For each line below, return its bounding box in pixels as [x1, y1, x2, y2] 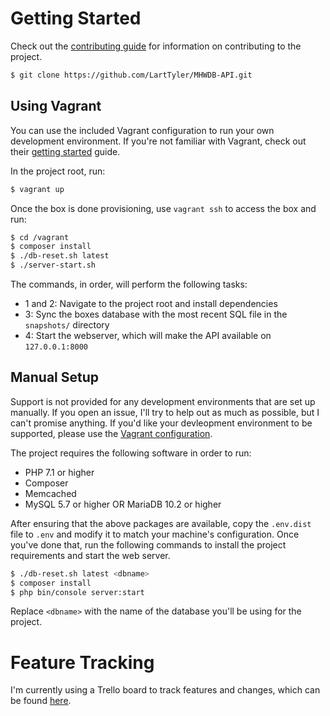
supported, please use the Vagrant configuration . [10, 427, 213, 439]
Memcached [24, 487, 77, 499]
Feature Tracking [10, 651, 155, 674]
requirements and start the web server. [10, 549, 171, 561]
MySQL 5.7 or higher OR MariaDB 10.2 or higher [24, 498, 222, 510]
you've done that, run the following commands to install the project [10, 538, 287, 551]
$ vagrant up [10, 184, 65, 194]
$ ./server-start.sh [10, 260, 97, 271]
